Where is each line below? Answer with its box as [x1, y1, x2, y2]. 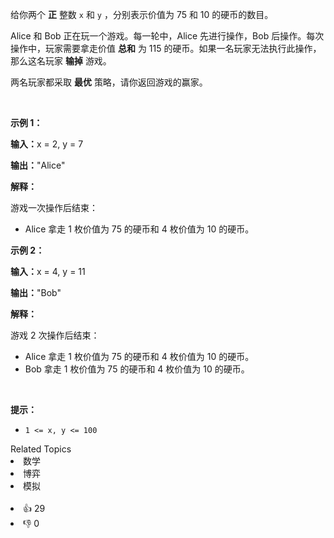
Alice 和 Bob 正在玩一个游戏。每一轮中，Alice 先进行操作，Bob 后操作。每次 [10, 30, 325, 42]
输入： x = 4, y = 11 [10, 266, 86, 277]
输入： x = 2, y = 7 [10, 138, 84, 150]
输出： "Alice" [10, 159, 66, 171]
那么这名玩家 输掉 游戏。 [10, 55, 112, 67]
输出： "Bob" [10, 287, 62, 298]
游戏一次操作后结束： [10, 202, 98, 213]
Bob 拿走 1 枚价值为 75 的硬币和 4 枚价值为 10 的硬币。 [24, 363, 250, 375]
